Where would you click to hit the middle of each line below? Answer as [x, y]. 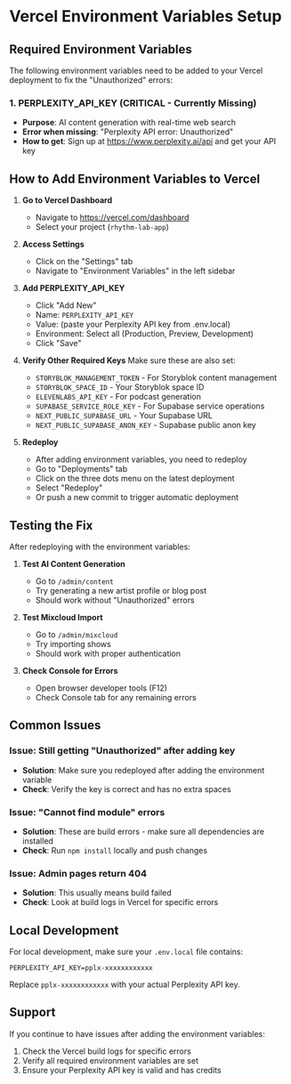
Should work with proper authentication [108, 653]
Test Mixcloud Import [63, 617]
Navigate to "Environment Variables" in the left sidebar [135, 271]
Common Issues [55, 726]
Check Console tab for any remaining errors [116, 697]
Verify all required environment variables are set [110, 1060]
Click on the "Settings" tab [84, 262]
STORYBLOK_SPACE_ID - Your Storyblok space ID [120, 387]
